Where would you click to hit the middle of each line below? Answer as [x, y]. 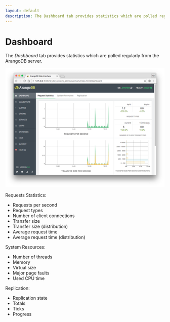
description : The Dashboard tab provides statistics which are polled [81, 16]
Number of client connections [44, 216]
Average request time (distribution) [49, 237]
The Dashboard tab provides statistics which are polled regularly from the [82, 56]
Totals [19, 303]
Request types [28, 210]
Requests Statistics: [26, 195]
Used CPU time [29, 278]
